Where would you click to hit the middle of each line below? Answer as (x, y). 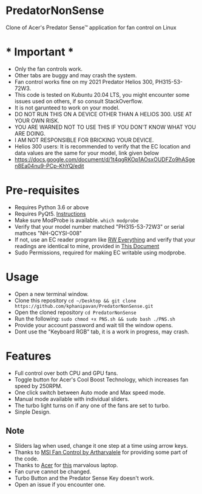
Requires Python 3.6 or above (52, 207)
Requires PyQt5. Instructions (50, 214)
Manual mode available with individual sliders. (72, 398)
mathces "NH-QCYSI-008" (48, 233)
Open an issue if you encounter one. (60, 484)
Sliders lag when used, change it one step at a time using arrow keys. (101, 445)
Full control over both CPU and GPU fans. (66, 373)
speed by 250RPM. (39, 386)
